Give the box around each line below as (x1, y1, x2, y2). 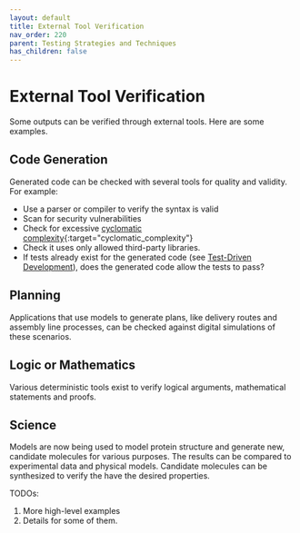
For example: (9, 185, 59, 196)
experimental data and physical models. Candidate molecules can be (9, 460, 268, 472)
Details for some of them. (22, 515, 118, 527)
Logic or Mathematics (9, 358, 136, 373)
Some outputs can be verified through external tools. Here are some (9, 116, 265, 127)
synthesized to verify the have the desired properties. (9, 470, 211, 481)
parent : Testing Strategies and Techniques (9, 38, 177, 48)
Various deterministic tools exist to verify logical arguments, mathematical (9, 381, 286, 392)
